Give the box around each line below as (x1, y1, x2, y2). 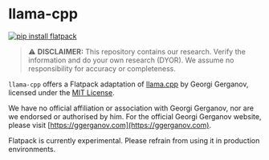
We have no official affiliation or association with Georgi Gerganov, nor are (8, 103, 255, 113)
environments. (8, 144, 56, 154)
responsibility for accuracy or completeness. (27, 63, 177, 73)
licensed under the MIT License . (8, 87, 115, 97)
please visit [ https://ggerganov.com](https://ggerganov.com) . (8, 120, 212, 130)
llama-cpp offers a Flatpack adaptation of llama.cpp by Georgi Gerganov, (8, 79, 249, 89)
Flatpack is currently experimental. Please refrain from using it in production (8, 135, 260, 145)
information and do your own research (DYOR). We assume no (27, 55, 234, 65)
